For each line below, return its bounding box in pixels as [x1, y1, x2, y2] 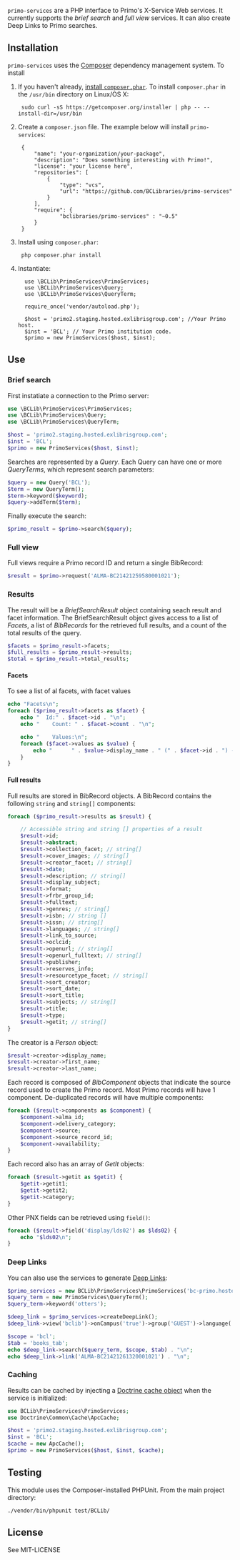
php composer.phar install [21, 252, 101, 259]
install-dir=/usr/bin [17, 110, 82, 117]
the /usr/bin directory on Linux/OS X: [17, 89, 129, 99]
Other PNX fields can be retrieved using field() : [7, 1213, 151, 1221]
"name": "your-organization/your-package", [34, 150, 166, 157]
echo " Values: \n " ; [20, 733, 88, 740]
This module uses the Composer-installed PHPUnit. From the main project [7, 1486, 225, 1494]
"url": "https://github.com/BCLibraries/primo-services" [59, 187, 233, 195]
